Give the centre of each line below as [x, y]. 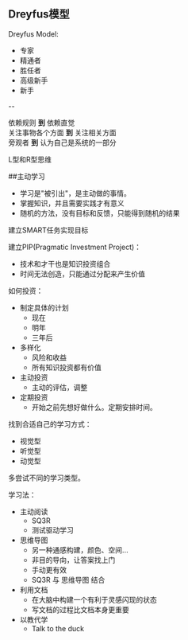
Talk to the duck [58, 628]
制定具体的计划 [44, 307]
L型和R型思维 [30, 159]
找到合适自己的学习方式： [50, 423]
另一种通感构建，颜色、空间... [80, 550]
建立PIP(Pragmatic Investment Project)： [75, 247]
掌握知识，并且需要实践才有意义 [72, 203]
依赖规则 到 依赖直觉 [42, 123]
